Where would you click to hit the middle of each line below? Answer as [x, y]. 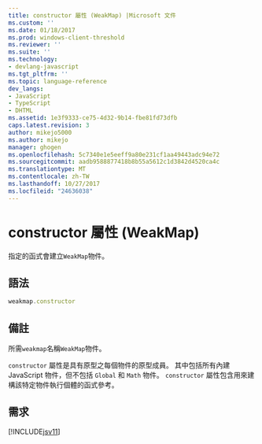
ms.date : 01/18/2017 [42, 30]
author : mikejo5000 [40, 132]
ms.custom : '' [31, 23]
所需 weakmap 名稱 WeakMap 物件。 [57, 349]
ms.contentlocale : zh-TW [49, 177]
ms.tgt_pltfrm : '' [38, 74]
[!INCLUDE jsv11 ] [34, 431]
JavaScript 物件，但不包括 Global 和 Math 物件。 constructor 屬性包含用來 [128, 376]
